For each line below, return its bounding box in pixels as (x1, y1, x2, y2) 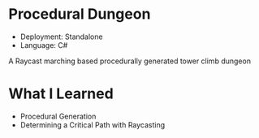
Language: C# (19, 40, 68, 50)
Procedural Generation (19, 111, 97, 121)
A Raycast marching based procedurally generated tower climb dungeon (8, 56, 252, 66)
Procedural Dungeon (8, 5, 151, 24)
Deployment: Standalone (19, 32, 103, 41)
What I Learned (8, 84, 114, 103)
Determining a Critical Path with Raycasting (19, 119, 166, 130)
